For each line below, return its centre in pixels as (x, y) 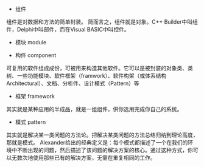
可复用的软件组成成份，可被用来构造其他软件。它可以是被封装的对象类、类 (100, 68)
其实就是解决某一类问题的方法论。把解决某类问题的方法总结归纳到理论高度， (102, 135)
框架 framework (35, 96)
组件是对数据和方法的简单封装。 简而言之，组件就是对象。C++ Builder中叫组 (102, 22)
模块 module (31, 42)
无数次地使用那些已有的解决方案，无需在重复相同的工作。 (83, 158)
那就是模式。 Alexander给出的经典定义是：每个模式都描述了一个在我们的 (97, 142)
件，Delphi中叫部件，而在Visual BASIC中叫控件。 (68, 29)
